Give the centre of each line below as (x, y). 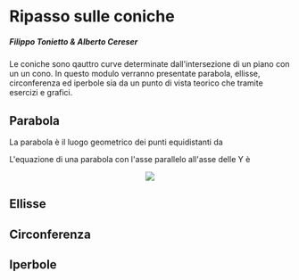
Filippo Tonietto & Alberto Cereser (74, 41)
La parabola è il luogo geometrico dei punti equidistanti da (116, 142)
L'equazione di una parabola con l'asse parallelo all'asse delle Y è (130, 159)
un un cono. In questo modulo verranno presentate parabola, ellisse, (135, 74)
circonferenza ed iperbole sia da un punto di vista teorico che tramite (136, 83)
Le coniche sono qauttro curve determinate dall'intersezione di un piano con (149, 64)
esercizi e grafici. (41, 93)
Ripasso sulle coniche (92, 16)
